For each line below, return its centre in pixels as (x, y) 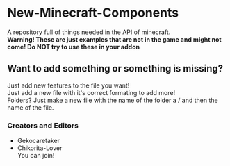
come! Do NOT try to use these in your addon (74, 47)
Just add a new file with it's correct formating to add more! (91, 92)
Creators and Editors (43, 125)
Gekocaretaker (39, 141)
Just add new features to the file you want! (68, 85)
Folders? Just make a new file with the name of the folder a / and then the (113, 100)
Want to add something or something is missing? (115, 68)
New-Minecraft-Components (93, 13)
